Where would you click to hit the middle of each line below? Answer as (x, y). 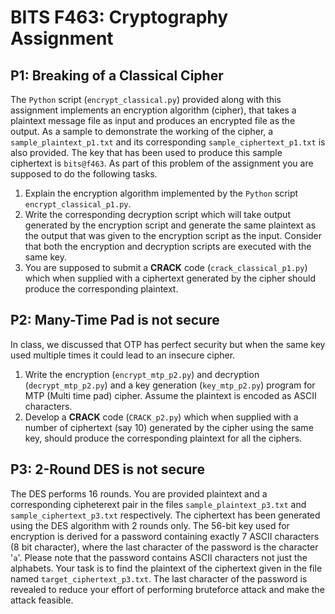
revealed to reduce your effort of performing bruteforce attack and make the (167, 589)
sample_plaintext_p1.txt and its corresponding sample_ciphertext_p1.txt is (168, 142)
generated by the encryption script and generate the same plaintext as (170, 225)
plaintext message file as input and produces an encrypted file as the (153, 120)
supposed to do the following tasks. (84, 174)
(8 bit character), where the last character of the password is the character (164, 547)
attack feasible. (42, 600)
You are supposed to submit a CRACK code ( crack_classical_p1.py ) (166, 267)
